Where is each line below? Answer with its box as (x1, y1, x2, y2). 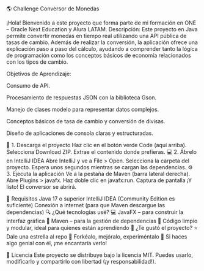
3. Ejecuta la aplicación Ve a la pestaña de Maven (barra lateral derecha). (6, 170, 191, 177)
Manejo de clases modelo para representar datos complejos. (6, 106, 159, 113)
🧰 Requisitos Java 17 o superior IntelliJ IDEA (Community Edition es (6, 195, 175, 202)
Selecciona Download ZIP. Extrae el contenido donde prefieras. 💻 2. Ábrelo (6, 148, 197, 155)
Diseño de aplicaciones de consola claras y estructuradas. (6, 129, 154, 137)
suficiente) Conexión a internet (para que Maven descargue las (6, 202, 166, 208)
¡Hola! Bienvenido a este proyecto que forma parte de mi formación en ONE (6, 19, 197, 26)
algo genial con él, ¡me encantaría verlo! (6, 240, 107, 246)
